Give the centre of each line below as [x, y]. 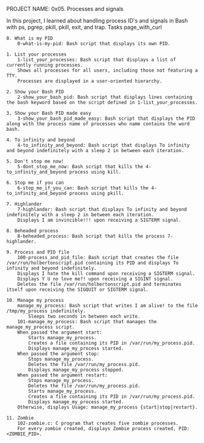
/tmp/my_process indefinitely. [46, 311]
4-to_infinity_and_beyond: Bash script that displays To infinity [104, 145]
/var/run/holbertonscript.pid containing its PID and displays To [93, 263]
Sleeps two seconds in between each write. [84, 317]
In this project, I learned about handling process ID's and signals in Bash [97, 20]
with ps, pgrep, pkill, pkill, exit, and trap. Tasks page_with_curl [84, 27]
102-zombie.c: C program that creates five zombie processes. [98, 423]
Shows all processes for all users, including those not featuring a [108, 70]
